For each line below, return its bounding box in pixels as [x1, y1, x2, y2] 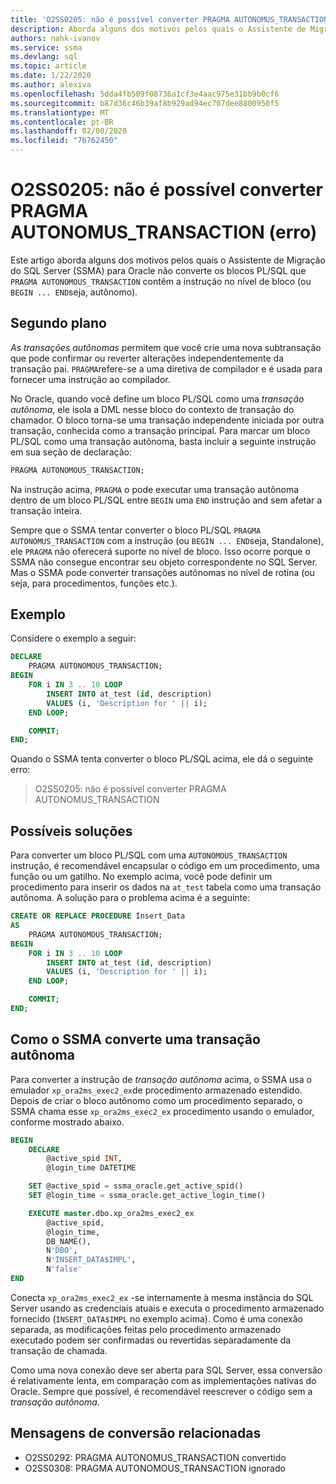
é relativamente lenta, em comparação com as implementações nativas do [10, 1374, 317, 1386]
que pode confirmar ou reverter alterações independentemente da [10, 352, 285, 364]
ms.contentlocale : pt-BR [10, 117, 114, 127]
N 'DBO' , [46, 1246, 78, 1256]
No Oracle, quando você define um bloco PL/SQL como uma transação [10, 392, 305, 405]
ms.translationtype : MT [10, 107, 110, 118]
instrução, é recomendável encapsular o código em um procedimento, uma [10, 860, 320, 872]
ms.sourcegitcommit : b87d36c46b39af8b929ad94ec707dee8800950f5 [10, 98, 280, 108]
